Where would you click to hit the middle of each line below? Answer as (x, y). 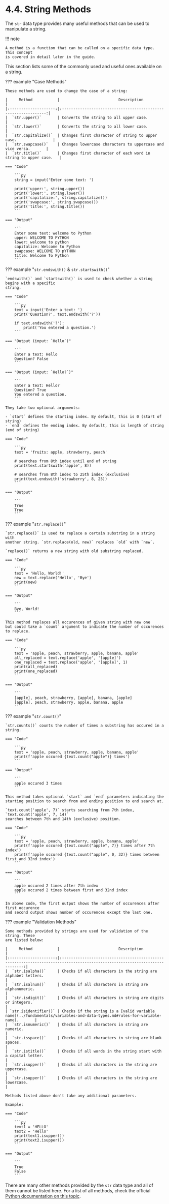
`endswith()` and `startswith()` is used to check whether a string (79, 279)
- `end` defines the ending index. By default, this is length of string (85, 426)
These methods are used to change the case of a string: (67, 91)
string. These (20, 936)
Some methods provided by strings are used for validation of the (77, 931)
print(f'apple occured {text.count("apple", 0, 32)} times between (87, 854)
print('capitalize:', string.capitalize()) (61, 198)
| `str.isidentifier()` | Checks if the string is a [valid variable (80, 1011)
